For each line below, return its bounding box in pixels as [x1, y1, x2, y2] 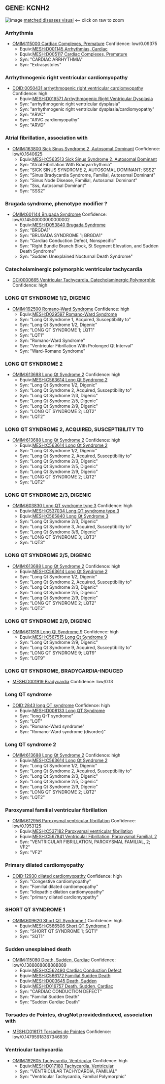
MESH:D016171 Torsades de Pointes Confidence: [12, 1029, 111, 1035]
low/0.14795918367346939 [12, 1034, 68, 1040]
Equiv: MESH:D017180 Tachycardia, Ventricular [19, 1063, 114, 1069]
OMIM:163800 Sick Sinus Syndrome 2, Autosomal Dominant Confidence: [12, 145, 160, 151]
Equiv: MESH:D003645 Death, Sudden [19, 978, 97, 984]
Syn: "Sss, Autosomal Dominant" [19, 183, 86, 189]
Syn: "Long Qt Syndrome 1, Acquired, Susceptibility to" [19, 316, 132, 322]
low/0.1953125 [12, 823, 41, 829]
